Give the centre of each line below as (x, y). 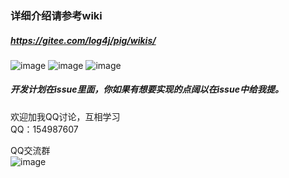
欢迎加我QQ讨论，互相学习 (65, 116)
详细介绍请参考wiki (56, 15)
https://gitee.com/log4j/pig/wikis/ (83, 40)
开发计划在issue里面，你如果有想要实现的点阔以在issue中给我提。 (147, 89)
